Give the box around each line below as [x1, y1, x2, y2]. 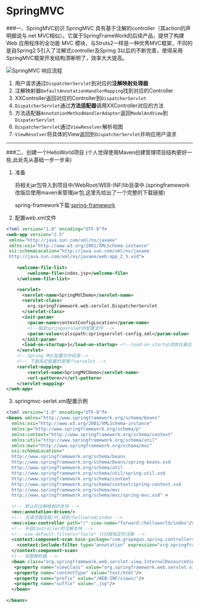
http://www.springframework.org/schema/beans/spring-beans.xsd [11, 459, 171, 465]
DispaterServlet [14, 117, 55, 123]
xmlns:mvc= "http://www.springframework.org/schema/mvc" [11, 442, 152, 448]
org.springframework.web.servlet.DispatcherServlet [27, 303, 158, 309]
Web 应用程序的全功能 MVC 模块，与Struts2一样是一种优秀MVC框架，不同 [6, 39, 188, 46]
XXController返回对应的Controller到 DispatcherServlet [14, 94, 147, 102]
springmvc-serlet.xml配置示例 [14, 397, 88, 405]
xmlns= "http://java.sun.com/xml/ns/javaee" [8, 237, 118, 243]
